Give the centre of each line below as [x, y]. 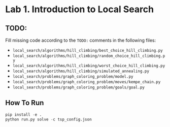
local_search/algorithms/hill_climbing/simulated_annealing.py [81, 71]
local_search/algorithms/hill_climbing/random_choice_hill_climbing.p [89, 56]
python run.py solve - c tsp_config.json [49, 119]
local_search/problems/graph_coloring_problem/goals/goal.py [79, 87]
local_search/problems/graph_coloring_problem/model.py [73, 77]
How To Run [25, 103]
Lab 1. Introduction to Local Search [79, 9]
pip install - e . [24, 115]
